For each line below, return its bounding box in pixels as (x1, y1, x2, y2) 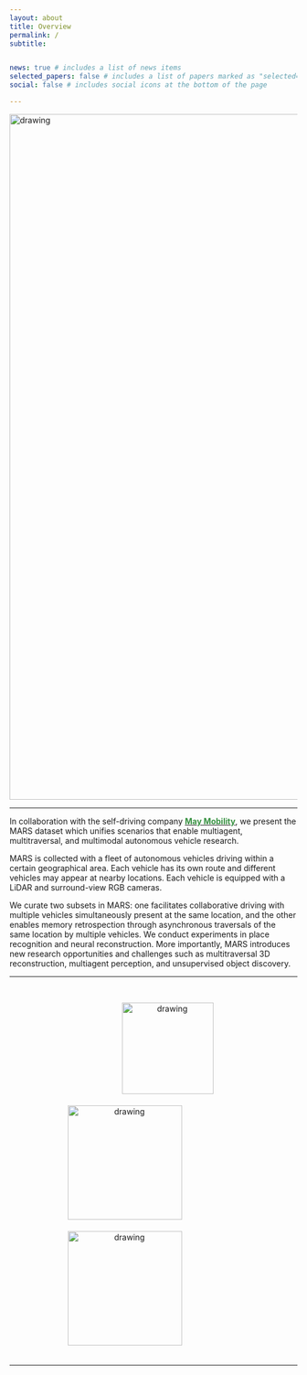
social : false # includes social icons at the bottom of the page (9, 80, 268, 90)
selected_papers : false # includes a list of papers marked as (9, 72, 256, 81)
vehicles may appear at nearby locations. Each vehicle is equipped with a (9, 872, 286, 883)
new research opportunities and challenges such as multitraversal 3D (9, 948, 271, 959)
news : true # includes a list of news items (9, 63, 182, 73)
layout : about (9, 13, 64, 23)
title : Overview (9, 22, 71, 31)
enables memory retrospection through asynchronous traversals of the (9, 919, 276, 930)
